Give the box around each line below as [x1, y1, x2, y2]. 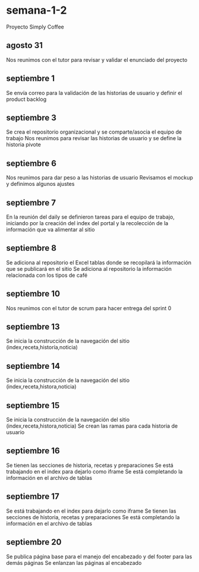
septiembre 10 [6, 289, 61, 299]
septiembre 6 [6, 158, 56, 168]
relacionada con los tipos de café [6, 271, 88, 279]
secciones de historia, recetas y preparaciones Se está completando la [6, 513, 180, 520]
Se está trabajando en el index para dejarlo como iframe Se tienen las [6, 507, 176, 514]
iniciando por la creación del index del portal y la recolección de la [6, 220, 169, 226]
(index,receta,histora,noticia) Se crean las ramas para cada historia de [6, 422, 178, 429]
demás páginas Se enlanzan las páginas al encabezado [6, 559, 142, 566]
